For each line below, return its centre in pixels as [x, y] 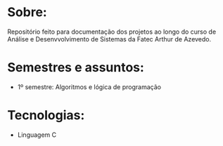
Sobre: [27, 12]
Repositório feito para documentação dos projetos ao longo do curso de [112, 32]
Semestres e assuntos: [76, 68]
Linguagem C [37, 135]
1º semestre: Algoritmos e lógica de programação [89, 87]
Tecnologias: [46, 115]
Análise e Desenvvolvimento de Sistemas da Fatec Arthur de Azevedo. [109, 39]
